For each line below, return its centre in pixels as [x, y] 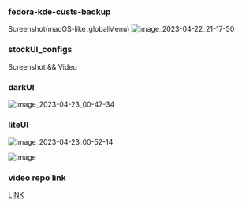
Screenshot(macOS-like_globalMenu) [69, 29]
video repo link [37, 178]
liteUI [19, 125]
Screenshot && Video [43, 66]
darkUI [21, 87]
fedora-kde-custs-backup [60, 12]
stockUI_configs [40, 50]
